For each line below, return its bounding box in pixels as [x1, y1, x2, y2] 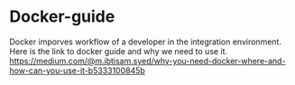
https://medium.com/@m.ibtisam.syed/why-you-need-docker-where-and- [9, 55, 286, 66]
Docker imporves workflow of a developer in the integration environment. [9, 36, 282, 47]
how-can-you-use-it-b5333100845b [9, 65, 146, 76]
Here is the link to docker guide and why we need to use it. [9, 45, 228, 56]
